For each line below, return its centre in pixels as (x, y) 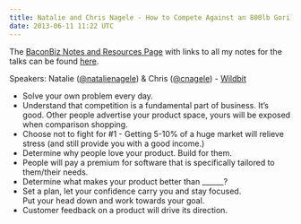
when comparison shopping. (75, 124)
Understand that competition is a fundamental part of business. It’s (145, 105)
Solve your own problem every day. (88, 96)
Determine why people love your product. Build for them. (127, 152)
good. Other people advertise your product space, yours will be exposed (156, 115)
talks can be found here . (54, 61)
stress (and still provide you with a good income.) (113, 143)
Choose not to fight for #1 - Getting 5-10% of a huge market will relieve (153, 134)
